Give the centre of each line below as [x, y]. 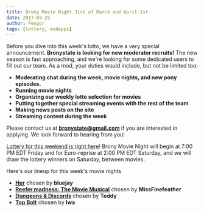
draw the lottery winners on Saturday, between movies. [76, 160]
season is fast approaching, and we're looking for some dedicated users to [100, 59]
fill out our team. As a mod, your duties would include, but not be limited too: [102, 66]
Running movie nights [43, 90]
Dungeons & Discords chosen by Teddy [66, 196]
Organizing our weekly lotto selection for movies [78, 97]
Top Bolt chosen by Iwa [45, 202]
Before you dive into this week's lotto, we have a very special [83, 46]
